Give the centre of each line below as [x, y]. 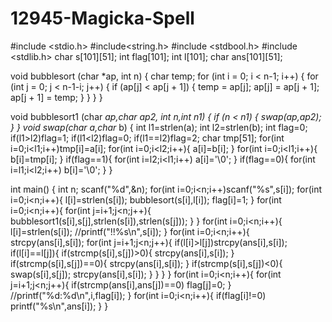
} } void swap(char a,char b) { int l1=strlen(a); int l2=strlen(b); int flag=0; [159, 127]
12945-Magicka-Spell [102, 18]
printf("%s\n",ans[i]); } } [59, 306]
